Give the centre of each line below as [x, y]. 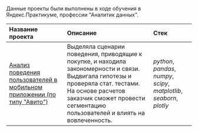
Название [24, 29]
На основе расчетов [96, 91]
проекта [21, 37]
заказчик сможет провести [106, 98]
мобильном [26, 87]
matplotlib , [168, 91]
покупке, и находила [97, 61]
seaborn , [166, 98]
